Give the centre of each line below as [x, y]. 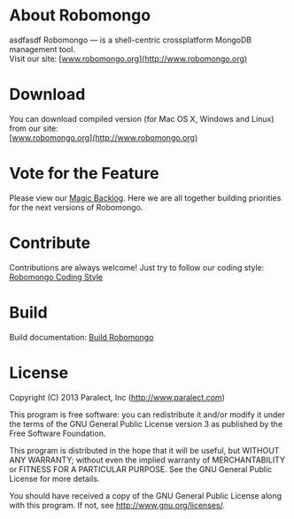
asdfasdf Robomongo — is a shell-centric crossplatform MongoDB [131, 40]
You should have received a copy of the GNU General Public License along [145, 495]
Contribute [50, 243]
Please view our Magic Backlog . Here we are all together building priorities [145, 198]
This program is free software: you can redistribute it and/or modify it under [147, 414]
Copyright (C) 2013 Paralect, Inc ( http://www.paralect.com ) [117, 397]
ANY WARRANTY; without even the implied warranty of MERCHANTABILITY [147, 460]
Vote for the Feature [84, 174]
